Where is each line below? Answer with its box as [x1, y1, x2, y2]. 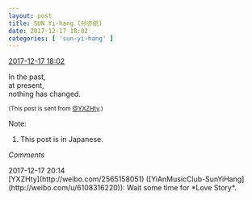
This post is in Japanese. [19, 135, 103, 144]
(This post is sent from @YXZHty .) [8, 105, 103, 113]
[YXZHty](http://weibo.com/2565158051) [8, 174, 145, 184]
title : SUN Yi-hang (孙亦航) [8, 19, 103, 27]
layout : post [8, 11, 52, 20]
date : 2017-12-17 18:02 [8, 27, 89, 35]
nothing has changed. [8, 90, 81, 99]
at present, [8, 81, 44, 90]
